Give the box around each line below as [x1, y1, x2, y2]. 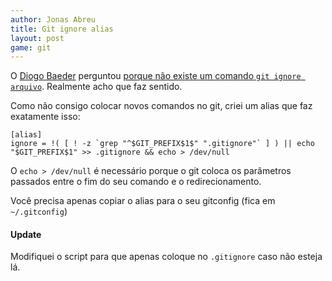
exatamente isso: [10, 111, 81, 123]
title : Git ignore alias [10, 24, 114, 34]
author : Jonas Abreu [10, 14, 97, 25]
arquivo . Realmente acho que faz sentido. [10, 81, 183, 93]
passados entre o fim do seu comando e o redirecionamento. [10, 176, 262, 188]
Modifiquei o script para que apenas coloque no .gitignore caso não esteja [10, 251, 323, 263]
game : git [10, 42, 52, 53]
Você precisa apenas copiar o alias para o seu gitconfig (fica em [10, 195, 276, 207]
